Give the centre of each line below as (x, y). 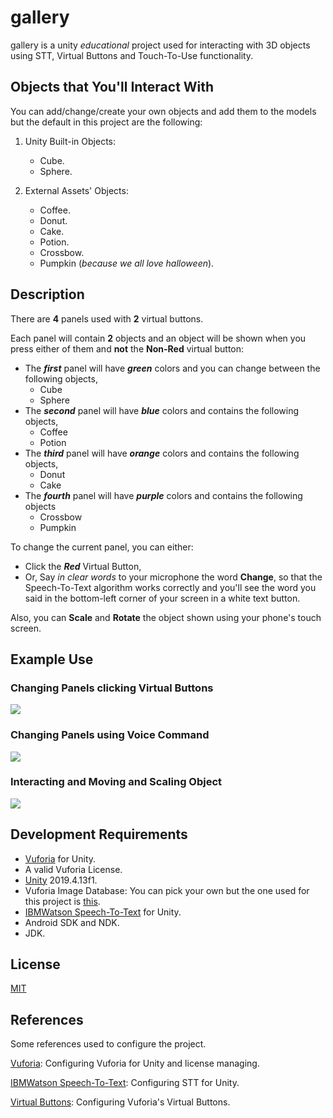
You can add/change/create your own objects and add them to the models (163, 111)
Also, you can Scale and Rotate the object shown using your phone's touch (166, 617)
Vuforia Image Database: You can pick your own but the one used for (167, 890)
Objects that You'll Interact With (112, 87)
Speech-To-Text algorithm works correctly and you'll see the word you (170, 587)
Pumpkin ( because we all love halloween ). (127, 263)
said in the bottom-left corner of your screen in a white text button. (162, 598)
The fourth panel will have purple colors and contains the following (163, 495)
